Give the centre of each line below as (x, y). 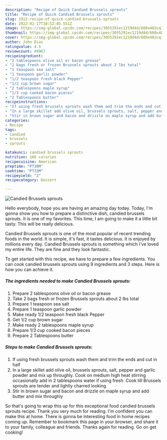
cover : (12, 38)
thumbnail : (16, 33)
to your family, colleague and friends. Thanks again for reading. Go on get (81, 427)
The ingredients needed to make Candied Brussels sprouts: (68, 281)
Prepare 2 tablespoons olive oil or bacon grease (61, 294)
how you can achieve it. (29, 270)
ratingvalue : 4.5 (23, 47)
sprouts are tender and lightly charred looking (59, 386)
